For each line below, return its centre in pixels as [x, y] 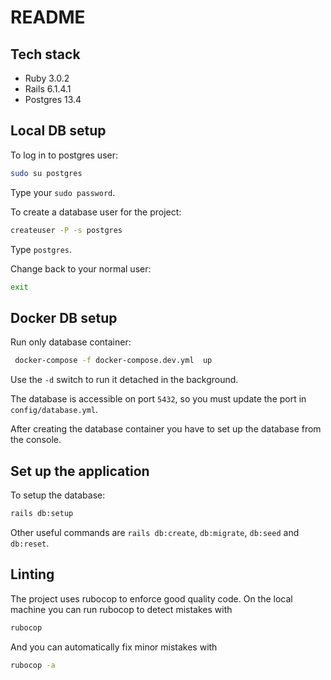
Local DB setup [58, 131]
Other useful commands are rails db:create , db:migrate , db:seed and [155, 532]
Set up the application [80, 471]
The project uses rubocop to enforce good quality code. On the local [151, 598]
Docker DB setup [64, 317]
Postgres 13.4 [53, 99]
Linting [32, 574]
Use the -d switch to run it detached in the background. [124, 380]
